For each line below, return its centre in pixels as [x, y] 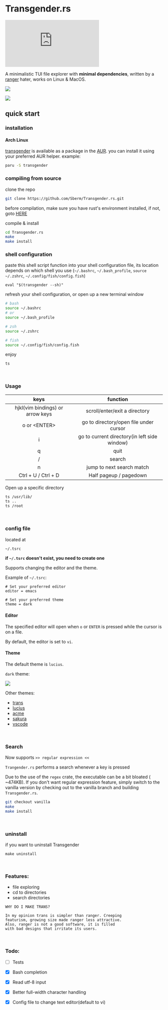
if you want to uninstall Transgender [42, 845]
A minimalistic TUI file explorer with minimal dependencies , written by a [80, 74]
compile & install [22, 223]
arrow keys [39, 414]
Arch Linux [17, 140]
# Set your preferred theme [34, 600]
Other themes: [20, 693]
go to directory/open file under [118, 422]
